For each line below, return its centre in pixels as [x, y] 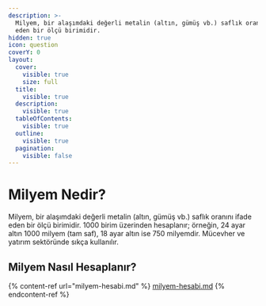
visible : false [47, 155]
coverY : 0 [25, 52]
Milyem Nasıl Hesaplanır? [72, 267]
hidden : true [30, 38]
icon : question [33, 45]
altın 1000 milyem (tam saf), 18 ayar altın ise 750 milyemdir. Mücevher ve [127, 234]
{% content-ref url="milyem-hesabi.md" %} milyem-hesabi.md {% [117, 286]
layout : [21, 60]
